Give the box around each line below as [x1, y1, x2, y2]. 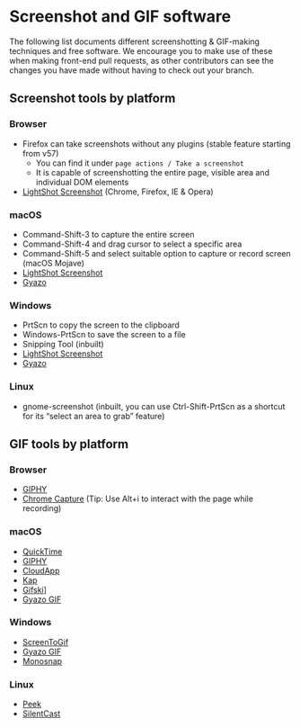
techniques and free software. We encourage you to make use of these [9, 45, 273, 56]
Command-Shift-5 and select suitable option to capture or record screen [22, 247, 291, 258]
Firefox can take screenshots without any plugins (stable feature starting [22, 138, 291, 149]
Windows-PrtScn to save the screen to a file [22, 329, 186, 340]
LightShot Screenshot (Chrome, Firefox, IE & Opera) [22, 186, 214, 197]
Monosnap [22, 655, 63, 667]
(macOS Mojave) [22, 257, 85, 268]
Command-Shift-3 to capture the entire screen [22, 229, 195, 239]
